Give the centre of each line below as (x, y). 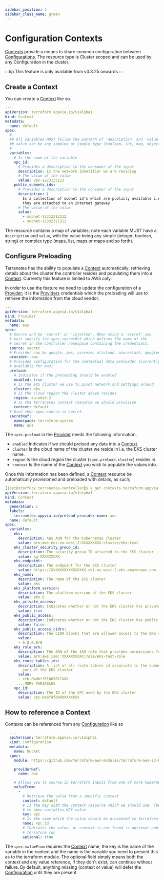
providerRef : (27, 769)
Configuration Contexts (54, 38)
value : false (31, 625)
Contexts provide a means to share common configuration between (73, 52)
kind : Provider (20, 316)
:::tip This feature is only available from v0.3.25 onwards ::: (64, 72)
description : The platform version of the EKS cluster (75, 593)
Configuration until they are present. (41, 872)
